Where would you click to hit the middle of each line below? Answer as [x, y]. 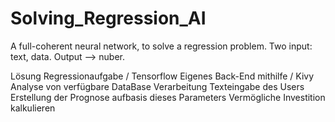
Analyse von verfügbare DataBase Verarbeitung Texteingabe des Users [157, 86]
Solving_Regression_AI [108, 18]
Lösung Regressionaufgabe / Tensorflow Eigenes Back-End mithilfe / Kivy [162, 76]
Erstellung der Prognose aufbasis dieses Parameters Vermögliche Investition [168, 97]
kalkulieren [33, 108]
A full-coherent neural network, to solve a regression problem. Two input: [161, 46]
